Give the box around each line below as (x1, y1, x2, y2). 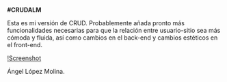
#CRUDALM (7, 6, 42, 14)
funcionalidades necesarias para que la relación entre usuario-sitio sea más (7, 27, 221, 34)
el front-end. (7, 41, 43, 49)
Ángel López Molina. (7, 68, 65, 75)
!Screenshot (7, 54, 42, 62)
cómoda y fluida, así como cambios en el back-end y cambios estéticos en (7, 33, 218, 42)
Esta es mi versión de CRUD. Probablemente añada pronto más (7, 19, 185, 27)
